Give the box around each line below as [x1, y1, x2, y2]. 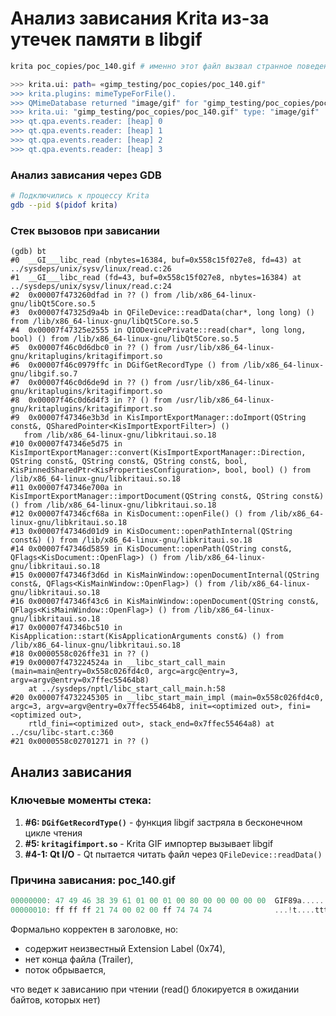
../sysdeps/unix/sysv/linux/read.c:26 [10, 264, 172, 274]
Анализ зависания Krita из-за [10, 7, 270, 30]
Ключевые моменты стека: [10, 793, 152, 807]
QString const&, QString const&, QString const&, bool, [10, 457, 248, 467]
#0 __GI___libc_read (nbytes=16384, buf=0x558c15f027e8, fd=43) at [10, 255, 302, 266]
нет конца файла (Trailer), [24, 953, 134, 965]
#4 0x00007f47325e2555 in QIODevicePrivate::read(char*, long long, [10, 325, 307, 336]
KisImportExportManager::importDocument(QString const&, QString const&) [10, 492, 325, 502]
